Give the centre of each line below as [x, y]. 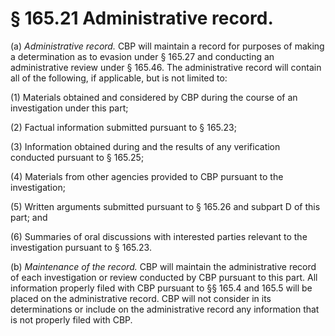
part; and [29, 217]
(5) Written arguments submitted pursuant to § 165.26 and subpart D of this [165, 206]
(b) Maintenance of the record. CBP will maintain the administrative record [163, 266]
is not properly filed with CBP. [71, 319]
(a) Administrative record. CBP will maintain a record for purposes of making [167, 46]
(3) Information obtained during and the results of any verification [145, 146]
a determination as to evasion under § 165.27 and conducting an [142, 56]
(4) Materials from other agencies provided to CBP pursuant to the [147, 176]
